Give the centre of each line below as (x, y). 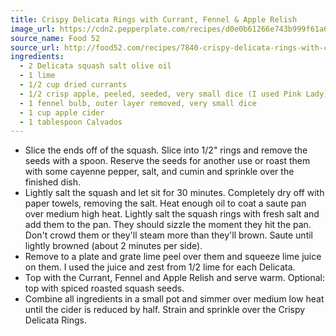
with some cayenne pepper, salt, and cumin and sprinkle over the (159, 172)
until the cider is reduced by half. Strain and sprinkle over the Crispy (165, 310)
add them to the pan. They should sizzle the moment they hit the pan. (168, 225)
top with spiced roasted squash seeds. (104, 288)
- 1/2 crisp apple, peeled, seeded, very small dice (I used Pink (160, 94)
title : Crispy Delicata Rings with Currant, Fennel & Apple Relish (154, 19)
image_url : (33, 29)
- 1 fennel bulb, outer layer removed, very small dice (138, 103)
